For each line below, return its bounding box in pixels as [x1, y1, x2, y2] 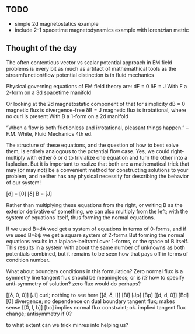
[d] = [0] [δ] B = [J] [6, 190, 53, 197]
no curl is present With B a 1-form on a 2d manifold [6, 112, 128, 119]
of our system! [6, 178, 41, 186]
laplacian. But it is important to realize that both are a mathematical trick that [6, 160, 190, 167]
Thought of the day [6, 43, 78, 53]
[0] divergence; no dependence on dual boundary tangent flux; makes [6, 298, 175, 305]
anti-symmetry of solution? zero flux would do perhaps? [6, 280, 141, 287]
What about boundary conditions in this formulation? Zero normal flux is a [6, 267, 183, 274]
